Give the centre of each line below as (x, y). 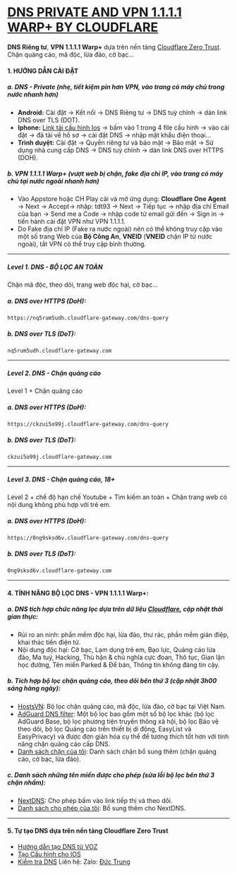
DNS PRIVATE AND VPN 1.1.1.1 (95, 12)
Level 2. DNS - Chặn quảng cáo (54, 373)
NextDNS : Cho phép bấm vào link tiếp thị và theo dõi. (95, 800)
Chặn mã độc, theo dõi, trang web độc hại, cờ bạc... (83, 285)
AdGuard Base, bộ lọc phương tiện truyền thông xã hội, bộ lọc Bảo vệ (118, 721)
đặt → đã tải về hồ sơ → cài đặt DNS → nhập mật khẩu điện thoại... (114, 135)
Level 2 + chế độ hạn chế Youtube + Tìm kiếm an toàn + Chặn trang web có (117, 497)
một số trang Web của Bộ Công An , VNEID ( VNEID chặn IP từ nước (115, 236)
